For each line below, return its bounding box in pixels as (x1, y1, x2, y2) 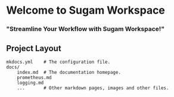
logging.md (17, 80, 44, 86)
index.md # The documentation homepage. (17, 69, 121, 75)
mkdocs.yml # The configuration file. (6, 59, 111, 65)
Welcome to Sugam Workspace (6, 4, 166, 17)
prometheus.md (17, 74, 52, 80)
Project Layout (6, 43, 61, 54)
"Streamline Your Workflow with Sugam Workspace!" (6, 25, 165, 33)
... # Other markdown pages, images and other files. (17, 85, 169, 91)
